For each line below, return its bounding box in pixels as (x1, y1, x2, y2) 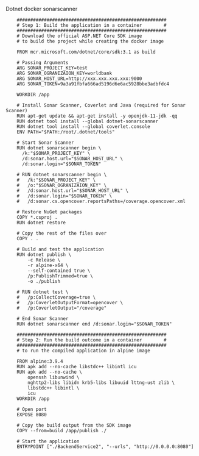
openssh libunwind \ (27, 374, 80, 380)
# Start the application (16, 438, 80, 444)
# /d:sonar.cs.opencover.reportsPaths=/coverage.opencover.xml (16, 198, 186, 204)
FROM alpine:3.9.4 (16, 358, 63, 365)
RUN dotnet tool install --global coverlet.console (16, 124, 150, 130)
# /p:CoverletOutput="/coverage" (16, 305, 107, 311)
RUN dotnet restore (16, 219, 66, 226)
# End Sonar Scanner (16, 316, 69, 322)
